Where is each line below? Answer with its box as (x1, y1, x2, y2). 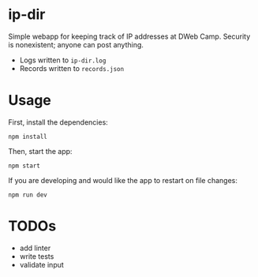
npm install (8, 133, 47, 140)
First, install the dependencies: (8, 117, 108, 127)
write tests (19, 251, 54, 261)
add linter (19, 243, 51, 253)
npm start (8, 162, 41, 170)
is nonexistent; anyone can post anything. (8, 39, 144, 49)
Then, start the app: (8, 146, 73, 155)
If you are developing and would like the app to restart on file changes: (8, 175, 238, 185)
